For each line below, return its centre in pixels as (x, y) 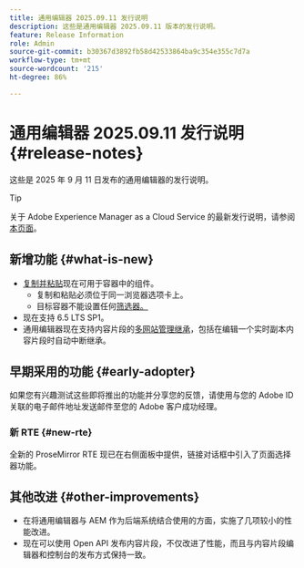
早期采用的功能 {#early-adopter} (102, 372)
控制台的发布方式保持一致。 (99, 555)
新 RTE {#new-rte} (51, 432)
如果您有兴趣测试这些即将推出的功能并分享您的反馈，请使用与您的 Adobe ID (152, 395)
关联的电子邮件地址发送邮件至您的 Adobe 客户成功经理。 (116, 407)
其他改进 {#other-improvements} (105, 497)
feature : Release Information (67, 35)
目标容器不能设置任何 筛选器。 (92, 305)
